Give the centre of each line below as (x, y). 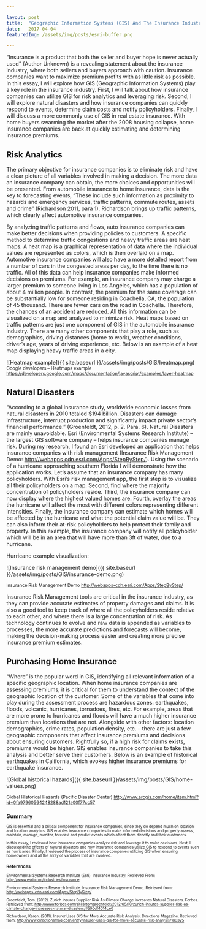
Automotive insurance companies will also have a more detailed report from (102, 260)
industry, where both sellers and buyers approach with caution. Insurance (100, 70)
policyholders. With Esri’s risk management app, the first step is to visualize (102, 479)
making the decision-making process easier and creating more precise (96, 635)
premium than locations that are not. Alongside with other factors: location (100, 722)
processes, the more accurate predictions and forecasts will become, (94, 629)
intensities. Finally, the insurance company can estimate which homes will (100, 511)
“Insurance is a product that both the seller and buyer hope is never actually (102, 57)
